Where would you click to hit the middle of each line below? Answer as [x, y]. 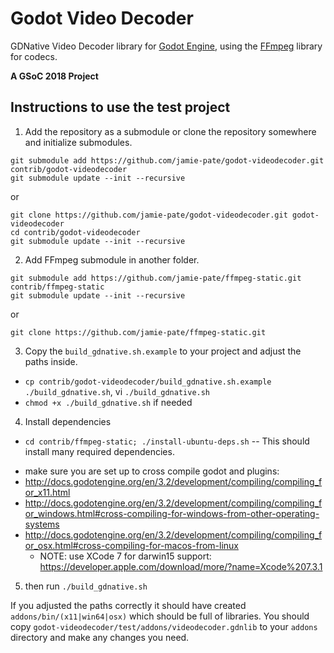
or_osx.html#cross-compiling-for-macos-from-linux [131, 545]
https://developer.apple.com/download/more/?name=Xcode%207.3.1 [181, 566]
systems [42, 524]
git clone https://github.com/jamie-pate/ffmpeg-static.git [138, 332]
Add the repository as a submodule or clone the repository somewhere [170, 131]
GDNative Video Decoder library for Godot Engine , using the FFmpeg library [166, 46]
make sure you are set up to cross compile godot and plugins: [152, 471]
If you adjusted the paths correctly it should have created [128, 605]
